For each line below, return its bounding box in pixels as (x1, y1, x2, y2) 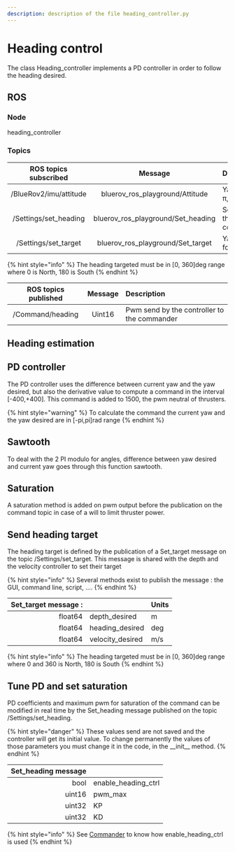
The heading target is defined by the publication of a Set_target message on (7, 547, 227, 556)
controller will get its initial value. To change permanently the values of (7, 735, 211, 743)
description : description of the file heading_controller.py (7, 10, 190, 18)
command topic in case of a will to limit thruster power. (7, 509, 166, 517)
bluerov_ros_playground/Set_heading (93, 213, 216, 223)
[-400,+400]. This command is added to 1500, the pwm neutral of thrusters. (7, 394, 227, 403)
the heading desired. (7, 71, 67, 79)
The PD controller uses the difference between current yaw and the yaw (7, 380, 215, 388)
